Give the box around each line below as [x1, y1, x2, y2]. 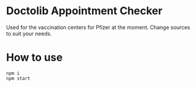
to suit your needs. [6, 30, 52, 37]
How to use [6, 51, 63, 65]
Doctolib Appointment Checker [6, 4, 163, 18]
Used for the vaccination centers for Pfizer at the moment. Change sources [6, 24, 191, 31]
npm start [6, 75, 31, 81]
